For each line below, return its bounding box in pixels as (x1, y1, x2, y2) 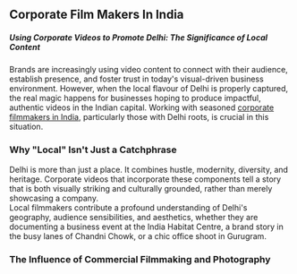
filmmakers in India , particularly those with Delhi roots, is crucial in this (9, 112, 269, 123)
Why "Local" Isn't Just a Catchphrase (9, 143, 177, 156)
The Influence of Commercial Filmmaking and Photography (9, 253, 271, 265)
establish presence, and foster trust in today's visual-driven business (9, 73, 264, 84)
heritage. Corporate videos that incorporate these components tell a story (9, 174, 282, 184)
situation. (9, 121, 44, 133)
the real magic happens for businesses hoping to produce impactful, (9, 93, 261, 104)
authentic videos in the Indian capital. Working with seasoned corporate (9, 102, 275, 113)
